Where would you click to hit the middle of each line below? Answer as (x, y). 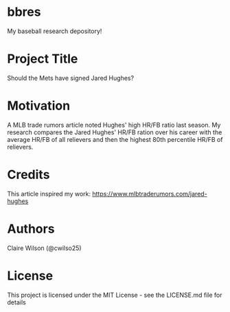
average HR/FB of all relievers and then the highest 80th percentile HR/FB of (115, 139)
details (16, 302)
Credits (28, 175)
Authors (31, 229)
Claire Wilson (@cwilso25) (44, 248)
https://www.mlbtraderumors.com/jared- (150, 194)
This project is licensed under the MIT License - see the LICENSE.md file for (115, 295)
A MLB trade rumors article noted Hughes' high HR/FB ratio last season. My (114, 125)
